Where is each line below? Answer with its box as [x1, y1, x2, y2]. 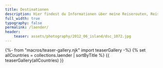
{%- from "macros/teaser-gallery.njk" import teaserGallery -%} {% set [5, 47, 146, 53]
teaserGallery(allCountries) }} [5, 57, 64, 63]
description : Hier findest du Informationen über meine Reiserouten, [5, 12, 149, 16]
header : [5, 29, 21, 34]
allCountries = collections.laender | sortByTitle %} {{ [5, 52, 110, 58]
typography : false [5, 20, 42, 26]
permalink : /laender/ [5, 25, 49, 30]
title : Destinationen [5, 7, 49, 12]
